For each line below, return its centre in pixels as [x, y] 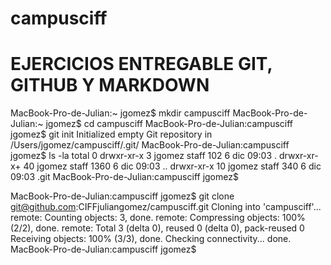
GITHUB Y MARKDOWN [110, 85]
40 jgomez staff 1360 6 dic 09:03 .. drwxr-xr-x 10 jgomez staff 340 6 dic [172, 166]
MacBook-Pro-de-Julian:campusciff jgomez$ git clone [122, 196]
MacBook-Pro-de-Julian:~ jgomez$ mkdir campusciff [120, 113]
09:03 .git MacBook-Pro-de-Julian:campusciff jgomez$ [124, 177]
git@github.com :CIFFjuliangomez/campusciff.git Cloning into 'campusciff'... [166, 207]
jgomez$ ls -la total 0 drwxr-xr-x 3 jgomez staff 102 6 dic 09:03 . [144, 156]
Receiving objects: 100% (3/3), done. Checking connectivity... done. [151, 239]
